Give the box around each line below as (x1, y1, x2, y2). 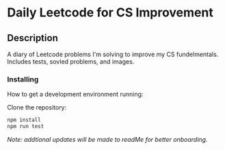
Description (7, 32, 58, 44)
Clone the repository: (7, 103, 67, 112)
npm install (7, 116, 41, 124)
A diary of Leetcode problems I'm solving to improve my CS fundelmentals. (7, 50, 219, 58)
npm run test (7, 123, 44, 130)
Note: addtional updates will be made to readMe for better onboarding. (7, 136, 208, 144)
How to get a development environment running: (7, 90, 144, 99)
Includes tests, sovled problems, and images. (7, 58, 135, 66)
